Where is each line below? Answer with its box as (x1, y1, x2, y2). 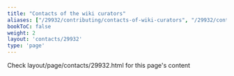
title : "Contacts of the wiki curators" (7, 10, 127, 17)
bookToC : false (7, 23, 52, 30)
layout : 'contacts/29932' (7, 36, 82, 43)
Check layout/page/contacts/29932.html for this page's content (7, 61, 190, 69)
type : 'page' (7, 42, 45, 49)
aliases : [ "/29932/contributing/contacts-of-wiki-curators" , (7, 17, 189, 23)
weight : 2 (7, 29, 36, 37)
